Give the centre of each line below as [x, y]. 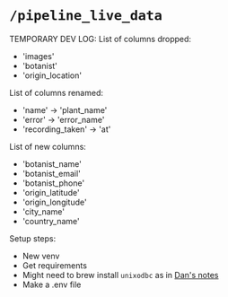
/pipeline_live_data [86, 16]
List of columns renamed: [57, 92]
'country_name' [51, 221]
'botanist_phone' [53, 183]
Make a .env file [52, 284]
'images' [38, 56]
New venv [41, 256]
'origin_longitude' [54, 202]
